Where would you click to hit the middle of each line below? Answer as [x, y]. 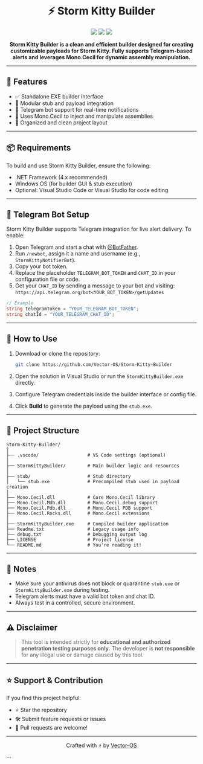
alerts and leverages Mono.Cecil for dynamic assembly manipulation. [101, 57]
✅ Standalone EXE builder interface [59, 96]
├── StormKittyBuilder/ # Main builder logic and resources [93, 466]
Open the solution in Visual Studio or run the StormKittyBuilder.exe [99, 376]
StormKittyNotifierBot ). [45, 260]
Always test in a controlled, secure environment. [75, 603]
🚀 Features [27, 82]
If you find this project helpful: [44, 698]
